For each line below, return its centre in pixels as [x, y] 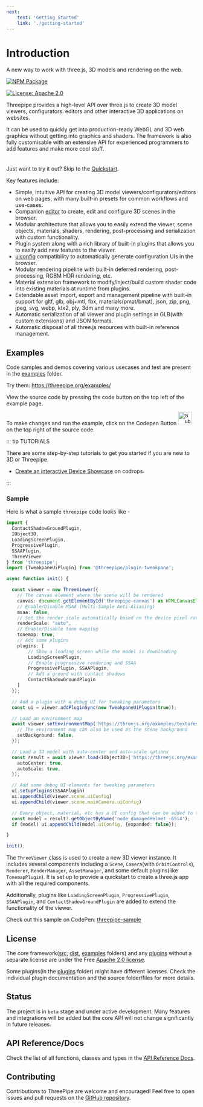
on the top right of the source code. [50, 429]
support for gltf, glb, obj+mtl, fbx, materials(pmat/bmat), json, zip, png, [103, 302]
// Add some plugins [43, 641]
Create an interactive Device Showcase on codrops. [80, 471]
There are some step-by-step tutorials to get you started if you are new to [98, 453]
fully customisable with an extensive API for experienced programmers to [98, 142]
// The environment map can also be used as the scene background [102, 730]
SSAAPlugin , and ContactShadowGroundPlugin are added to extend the [91, 901]
